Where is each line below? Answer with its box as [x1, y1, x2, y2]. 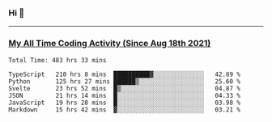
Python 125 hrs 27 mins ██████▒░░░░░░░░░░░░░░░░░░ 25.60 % [8, 77, 241, 86]
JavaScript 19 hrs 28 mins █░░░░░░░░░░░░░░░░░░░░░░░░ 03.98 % [8, 99, 241, 107]
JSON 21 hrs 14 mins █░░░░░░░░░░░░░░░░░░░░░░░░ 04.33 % [8, 91, 241, 99]
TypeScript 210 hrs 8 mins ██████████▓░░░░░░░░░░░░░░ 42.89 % [8, 70, 241, 78]
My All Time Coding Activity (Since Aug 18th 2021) [8, 38, 211, 49]
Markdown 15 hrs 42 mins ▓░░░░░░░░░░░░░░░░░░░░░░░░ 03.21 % [8, 105, 241, 114]
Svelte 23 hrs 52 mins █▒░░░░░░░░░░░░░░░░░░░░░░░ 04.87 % [8, 84, 241, 92]
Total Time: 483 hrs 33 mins [8, 56, 107, 64]
